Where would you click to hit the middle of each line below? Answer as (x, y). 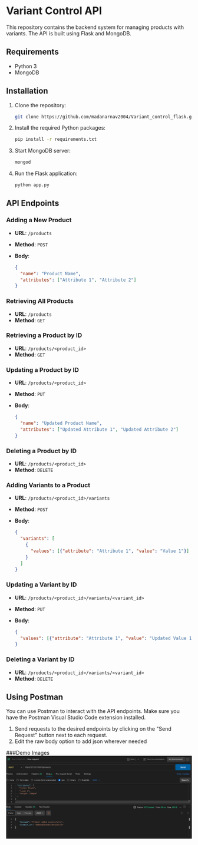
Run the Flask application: (46, 174)
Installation (27, 91)
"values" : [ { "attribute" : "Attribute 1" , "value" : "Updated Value (103, 638)
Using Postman (35, 697)
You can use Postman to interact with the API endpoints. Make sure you (93, 711)
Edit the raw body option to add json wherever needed (81, 741)
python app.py (32, 185)
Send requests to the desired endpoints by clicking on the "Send (93, 729)
